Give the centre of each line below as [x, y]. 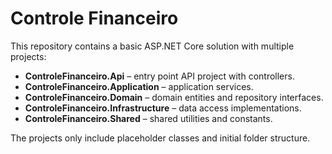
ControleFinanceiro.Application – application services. [139, 86]
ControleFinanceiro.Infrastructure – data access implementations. [163, 108]
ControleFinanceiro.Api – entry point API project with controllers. [159, 76]
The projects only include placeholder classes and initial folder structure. [160, 138]
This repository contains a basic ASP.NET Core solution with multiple [152, 46]
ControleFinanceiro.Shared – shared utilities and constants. [148, 118]
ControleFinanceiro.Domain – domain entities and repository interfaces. [174, 97]
